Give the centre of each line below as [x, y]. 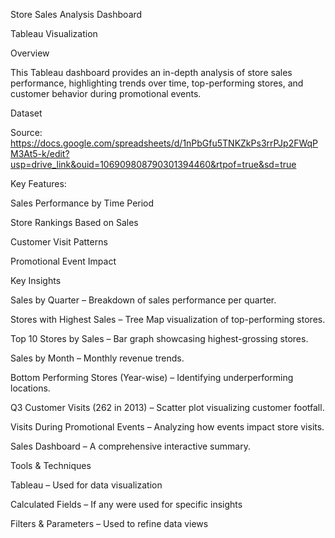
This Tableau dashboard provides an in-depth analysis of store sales [151, 72]
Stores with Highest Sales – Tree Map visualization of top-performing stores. [168, 319]
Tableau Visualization [54, 33]
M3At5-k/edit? [40, 153]
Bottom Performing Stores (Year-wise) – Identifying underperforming [152, 377]
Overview [30, 53]
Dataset [26, 113]
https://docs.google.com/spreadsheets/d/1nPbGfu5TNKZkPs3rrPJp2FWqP [164, 143]
